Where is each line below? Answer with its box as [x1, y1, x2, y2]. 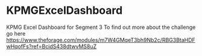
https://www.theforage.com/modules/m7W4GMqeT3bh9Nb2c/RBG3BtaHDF [6, 36, 196, 43]
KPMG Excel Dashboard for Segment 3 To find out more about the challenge [6, 23, 196, 31]
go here [6, 30, 26, 37]
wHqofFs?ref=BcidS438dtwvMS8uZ [6, 43, 97, 50]
